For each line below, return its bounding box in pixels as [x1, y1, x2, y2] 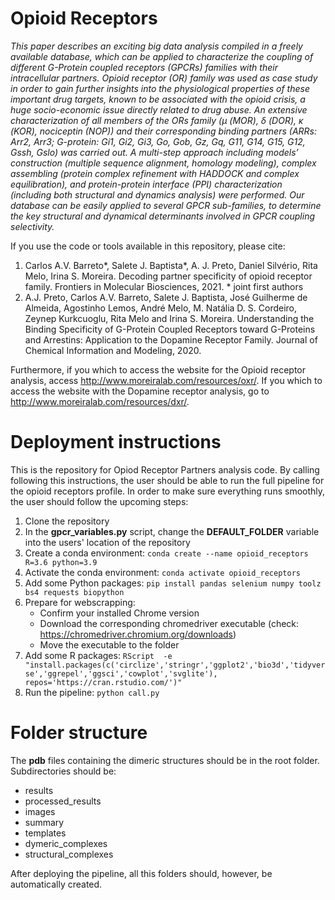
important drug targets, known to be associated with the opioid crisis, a [10, 93, 306, 105]
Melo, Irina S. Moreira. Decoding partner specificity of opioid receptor [24, 270, 313, 282]
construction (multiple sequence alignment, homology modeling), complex [10, 157, 317, 169]
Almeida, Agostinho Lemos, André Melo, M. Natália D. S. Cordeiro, [24, 302, 298, 314]
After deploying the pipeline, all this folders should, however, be [10, 867, 273, 879]
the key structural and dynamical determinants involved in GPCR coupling [10, 210, 316, 222]
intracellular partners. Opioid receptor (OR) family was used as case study [10, 72, 318, 84]
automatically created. [10, 878, 103, 890]
